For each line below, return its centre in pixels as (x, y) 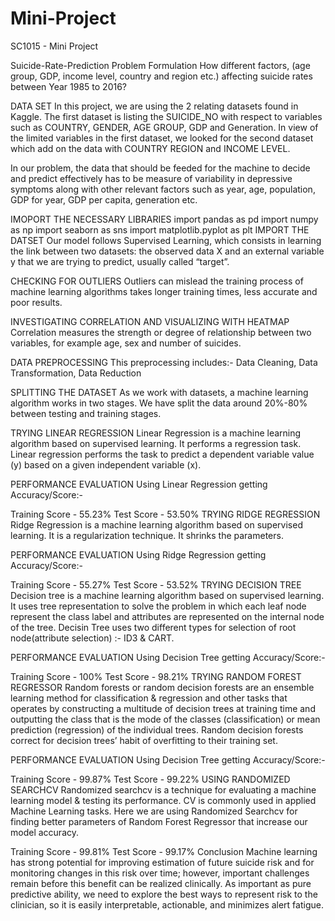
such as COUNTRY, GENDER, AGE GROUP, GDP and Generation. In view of (164, 127)
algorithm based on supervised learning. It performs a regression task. (156, 443)
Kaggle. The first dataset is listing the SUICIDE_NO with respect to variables (166, 116)
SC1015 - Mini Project (54, 46)
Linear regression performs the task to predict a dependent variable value (162, 454)
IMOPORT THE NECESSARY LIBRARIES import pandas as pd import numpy (164, 219)
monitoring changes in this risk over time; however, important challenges (160, 873)
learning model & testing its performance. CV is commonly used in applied (163, 800)
